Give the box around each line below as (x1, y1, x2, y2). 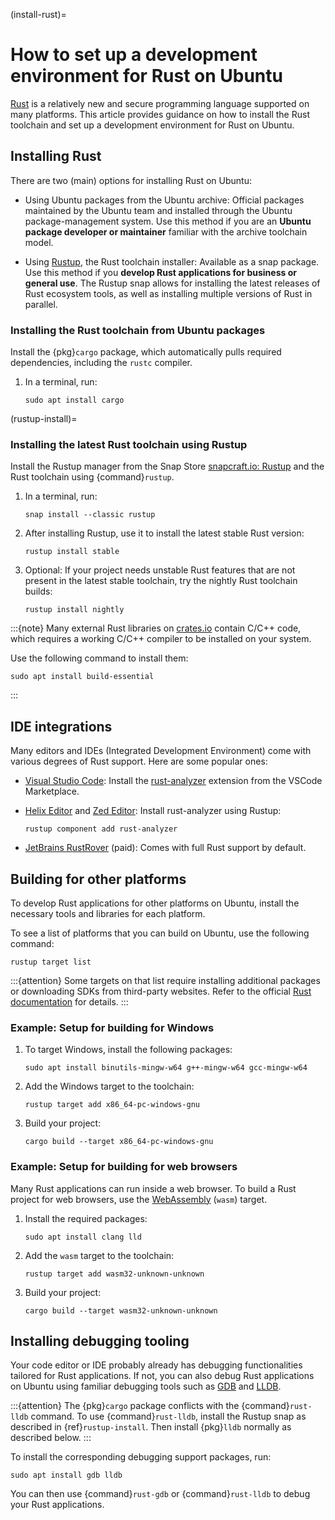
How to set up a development (10, 44, 258, 66)
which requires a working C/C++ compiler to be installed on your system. (10, 633, 312, 645)
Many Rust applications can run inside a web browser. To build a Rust (10, 1182, 297, 1194)
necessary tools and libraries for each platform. (10, 907, 206, 919)
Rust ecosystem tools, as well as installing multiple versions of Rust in (24, 287, 313, 299)
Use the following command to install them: (10, 652, 189, 664)
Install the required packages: (24, 1212, 148, 1224)
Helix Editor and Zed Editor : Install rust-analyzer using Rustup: (24, 805, 282, 817)
